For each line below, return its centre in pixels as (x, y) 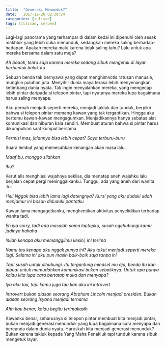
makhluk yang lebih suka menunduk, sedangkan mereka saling (69, 43)
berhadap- (144, 43)
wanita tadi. (17, 216)
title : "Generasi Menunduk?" (37, 10)
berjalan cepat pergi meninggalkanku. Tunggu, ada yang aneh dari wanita (80, 181)
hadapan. (15, 48)
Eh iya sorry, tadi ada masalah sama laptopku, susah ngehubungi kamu (79, 226)
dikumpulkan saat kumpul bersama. (41, 129)
